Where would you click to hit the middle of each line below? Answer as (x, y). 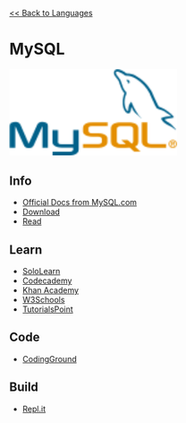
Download (41, 212)
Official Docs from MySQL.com (79, 203)
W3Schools (43, 299)
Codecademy (47, 281)
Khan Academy (50, 289)
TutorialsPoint (47, 309)
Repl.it (34, 409)
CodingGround (50, 358)
